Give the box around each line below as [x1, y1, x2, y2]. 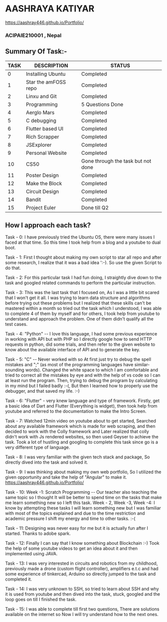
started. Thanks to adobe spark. [5, 530, 71, 536]
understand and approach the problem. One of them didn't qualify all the [5, 316, 154, 322]
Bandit [25, 196, 41, 203]
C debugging [25, 117, 57, 124]
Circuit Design [25, 188, 59, 195]
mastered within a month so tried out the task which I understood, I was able [5, 306, 162, 311]
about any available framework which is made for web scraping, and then [5, 423, 156, 429]
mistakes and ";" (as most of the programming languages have [5, 362, 134, 368]
